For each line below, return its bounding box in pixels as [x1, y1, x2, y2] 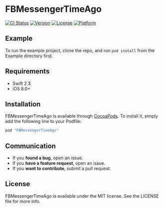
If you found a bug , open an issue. [12, 155, 83, 161]
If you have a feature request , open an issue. [12, 160, 106, 166]
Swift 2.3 [12, 80, 31, 86]
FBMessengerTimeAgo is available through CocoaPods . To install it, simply [5, 113, 158, 119]
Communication [5, 141, 56, 150]
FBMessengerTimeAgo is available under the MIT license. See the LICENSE [5, 193, 159, 199]
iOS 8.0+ [12, 85, 31, 91]
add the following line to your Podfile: [5, 118, 82, 125]
